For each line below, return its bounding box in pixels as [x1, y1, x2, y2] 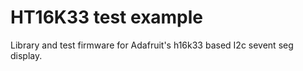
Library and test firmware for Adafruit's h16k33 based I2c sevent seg [10, 39, 294, 51]
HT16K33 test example [10, 6, 204, 29]
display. [10, 49, 43, 61]
